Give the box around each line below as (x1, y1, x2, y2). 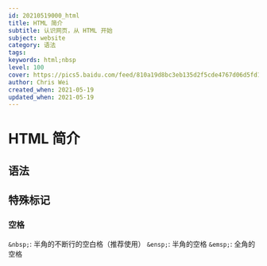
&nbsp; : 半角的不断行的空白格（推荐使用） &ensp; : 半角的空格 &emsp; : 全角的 (8, 239, 256, 248)
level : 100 (8, 64, 44, 72)
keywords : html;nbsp (8, 57, 77, 65)
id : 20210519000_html (8, 11, 80, 20)
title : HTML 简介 (8, 19, 64, 27)
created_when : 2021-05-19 (8, 85, 94, 94)
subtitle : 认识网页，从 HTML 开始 (8, 26, 113, 34)
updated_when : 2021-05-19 (8, 93, 94, 101)
